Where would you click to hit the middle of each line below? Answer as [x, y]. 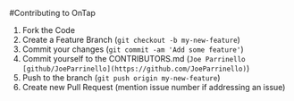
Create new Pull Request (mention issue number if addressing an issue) [154, 87]
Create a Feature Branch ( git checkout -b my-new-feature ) [131, 40]
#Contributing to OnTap [52, 13]
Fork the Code [49, 30]
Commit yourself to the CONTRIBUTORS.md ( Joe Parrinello [134, 59]
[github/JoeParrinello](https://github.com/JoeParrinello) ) [136, 68]
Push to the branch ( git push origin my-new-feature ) [121, 78]
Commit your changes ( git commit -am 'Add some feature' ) [133, 49]
